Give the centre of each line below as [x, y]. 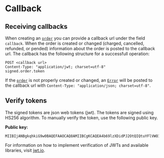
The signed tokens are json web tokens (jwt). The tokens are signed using [79, 112]
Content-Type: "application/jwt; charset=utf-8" [55, 67]
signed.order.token [25, 71]
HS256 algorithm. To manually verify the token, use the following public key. [82, 118]
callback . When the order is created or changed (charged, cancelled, [75, 43]
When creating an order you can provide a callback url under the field [75, 38]
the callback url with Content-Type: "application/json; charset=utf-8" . [78, 85]
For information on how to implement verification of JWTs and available [77, 145]
